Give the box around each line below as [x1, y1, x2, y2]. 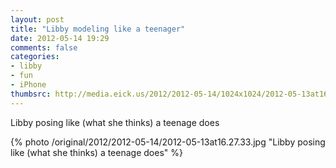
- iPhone [10, 80, 47, 90]
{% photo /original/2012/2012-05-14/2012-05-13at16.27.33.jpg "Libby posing [10, 136, 326, 148]
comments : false [10, 42, 78, 53]
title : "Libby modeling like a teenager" [10, 24, 186, 34]
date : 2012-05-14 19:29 [10, 33, 110, 43]
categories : [10, 52, 60, 62]
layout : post [10, 14, 65, 25]
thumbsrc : [10, 89, 52, 99]
